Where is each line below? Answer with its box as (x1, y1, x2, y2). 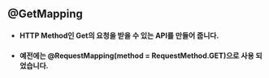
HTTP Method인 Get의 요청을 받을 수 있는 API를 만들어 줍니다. (19, 31, 219, 40)
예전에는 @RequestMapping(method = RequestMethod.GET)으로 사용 (19, 51, 254, 60)
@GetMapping (7, 7, 83, 21)
